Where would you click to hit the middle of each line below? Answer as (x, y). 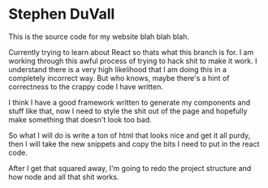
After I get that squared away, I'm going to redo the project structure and (130, 168)
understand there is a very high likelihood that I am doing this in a (118, 69)
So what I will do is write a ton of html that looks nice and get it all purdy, (130, 135)
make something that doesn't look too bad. (80, 119)
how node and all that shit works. (64, 177)
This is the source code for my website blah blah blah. (99, 36)
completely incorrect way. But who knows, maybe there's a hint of (119, 78)
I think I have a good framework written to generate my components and (129, 102)
